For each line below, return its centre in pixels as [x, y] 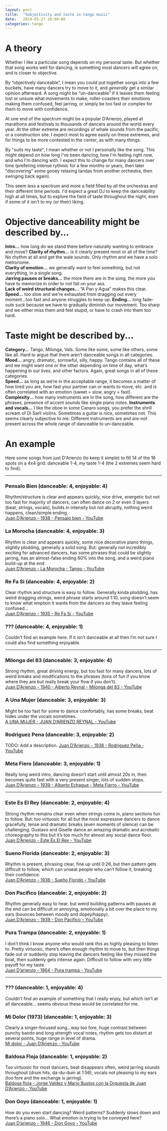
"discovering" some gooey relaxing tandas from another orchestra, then [79, 171]
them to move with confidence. [37, 109]
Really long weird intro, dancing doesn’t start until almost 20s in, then [76, 774]
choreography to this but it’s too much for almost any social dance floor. [79, 835]
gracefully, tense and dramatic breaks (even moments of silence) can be [79, 824]
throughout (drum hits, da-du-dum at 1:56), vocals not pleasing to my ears [81, 1073]
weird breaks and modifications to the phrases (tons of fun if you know [78, 676]
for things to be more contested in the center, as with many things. [73, 140]
